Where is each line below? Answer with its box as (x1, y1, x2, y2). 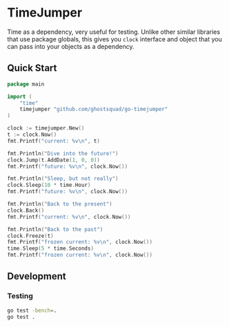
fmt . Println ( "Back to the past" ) (7, 226, 103, 232)
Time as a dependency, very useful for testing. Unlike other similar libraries (7, 28, 221, 36)
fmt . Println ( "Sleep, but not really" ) (7, 175, 119, 182)
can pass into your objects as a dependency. (7, 42, 135, 50)
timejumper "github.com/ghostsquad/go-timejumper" (19, 106, 168, 113)
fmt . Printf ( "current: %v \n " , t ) (7, 137, 100, 144)
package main (7, 81, 45, 88)
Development (7, 270, 67, 282)
